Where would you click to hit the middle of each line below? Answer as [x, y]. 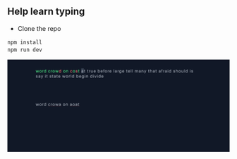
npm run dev [25, 50]
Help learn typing [46, 12]
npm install [25, 42]
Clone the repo [39, 28]
